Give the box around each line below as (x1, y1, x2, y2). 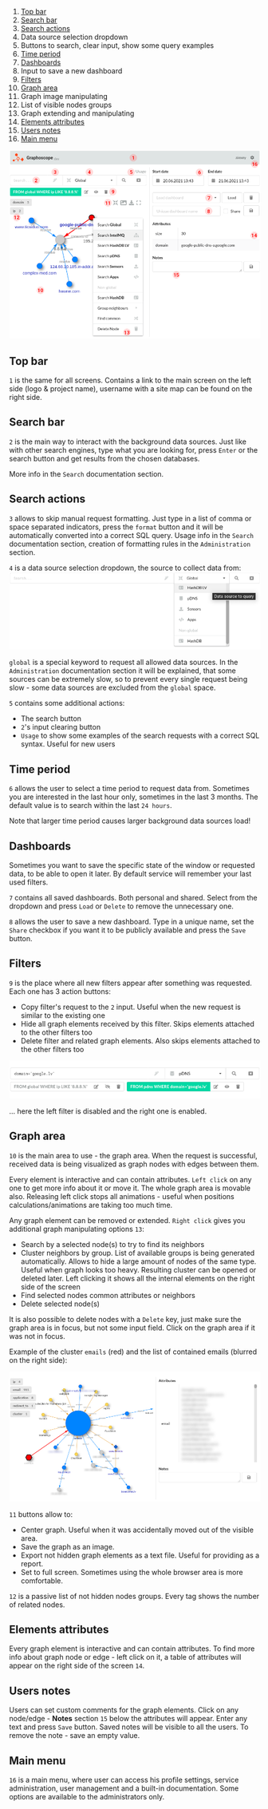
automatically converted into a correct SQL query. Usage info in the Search (9, 530, 254, 540)
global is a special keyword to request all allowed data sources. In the (9, 658, 238, 667)
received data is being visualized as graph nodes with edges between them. (9, 1159, 259, 1169)
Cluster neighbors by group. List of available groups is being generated (20, 1248, 255, 1257)
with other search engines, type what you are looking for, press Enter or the (9, 445, 258, 454)
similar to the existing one (20, 1010, 106, 1020)
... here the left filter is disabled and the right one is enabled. (9, 1106, 207, 1116)
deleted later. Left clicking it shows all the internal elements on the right (20, 1273, 255, 1283)
